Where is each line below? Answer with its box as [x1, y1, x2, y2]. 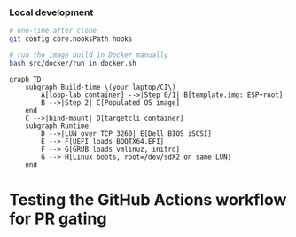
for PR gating [9, 209, 107, 228]
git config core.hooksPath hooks [9, 35, 133, 43]
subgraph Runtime [25, 122, 90, 130]
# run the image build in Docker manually [9, 51, 168, 59]
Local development [9, 6, 94, 19]
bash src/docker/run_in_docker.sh [9, 59, 137, 67]
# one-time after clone [9, 27, 97, 36]
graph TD [9, 75, 42, 83]
